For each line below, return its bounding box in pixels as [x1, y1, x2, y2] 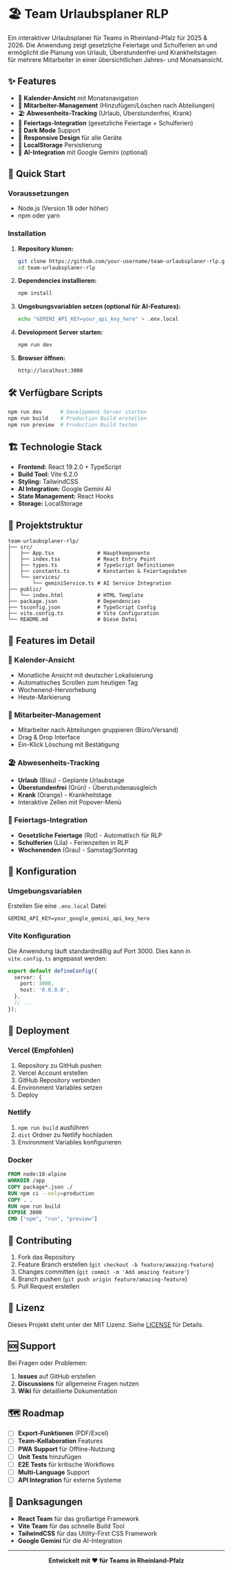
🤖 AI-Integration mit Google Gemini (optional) [17, 148, 148, 156]
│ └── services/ [8, 574, 61, 581]
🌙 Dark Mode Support [17, 126, 81, 134]
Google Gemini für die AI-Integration [17, 1536, 123, 1545]
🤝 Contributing [8, 1235, 72, 1246]
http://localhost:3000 [17, 367, 83, 375]
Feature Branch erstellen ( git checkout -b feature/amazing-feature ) [17, 1260, 214, 1268]
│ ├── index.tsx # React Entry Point [8, 556, 156, 563]
